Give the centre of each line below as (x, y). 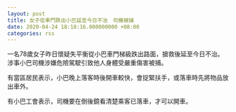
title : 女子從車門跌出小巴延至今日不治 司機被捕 (71, 20)
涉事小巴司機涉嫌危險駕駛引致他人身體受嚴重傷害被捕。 (87, 63)
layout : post (26, 14)
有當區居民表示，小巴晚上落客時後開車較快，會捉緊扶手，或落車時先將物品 (115, 78)
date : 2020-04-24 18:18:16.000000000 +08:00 (73, 27)
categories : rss (31, 33)
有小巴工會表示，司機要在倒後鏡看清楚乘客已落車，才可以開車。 (99, 101)
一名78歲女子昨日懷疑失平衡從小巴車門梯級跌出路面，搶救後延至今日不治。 (116, 54)
